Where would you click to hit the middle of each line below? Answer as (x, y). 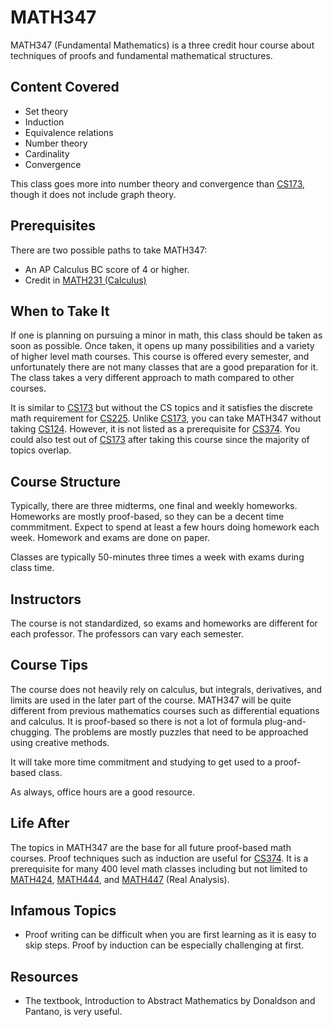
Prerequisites (53, 226)
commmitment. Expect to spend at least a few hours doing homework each (165, 527)
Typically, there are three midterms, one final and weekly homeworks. (154, 506)
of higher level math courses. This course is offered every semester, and (160, 357)
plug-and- (285, 721)
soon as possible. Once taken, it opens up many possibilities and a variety (162, 346)
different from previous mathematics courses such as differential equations (165, 710)
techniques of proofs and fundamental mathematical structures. (141, 55)
